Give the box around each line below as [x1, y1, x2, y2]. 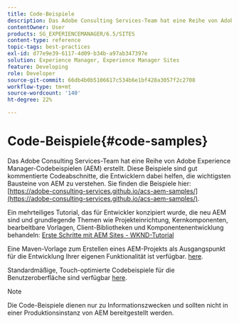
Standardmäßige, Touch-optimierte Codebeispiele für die [7, 266, 176, 274]
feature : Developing [7, 63, 69, 70]
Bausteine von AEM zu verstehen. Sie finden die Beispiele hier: [7, 179, 191, 188]
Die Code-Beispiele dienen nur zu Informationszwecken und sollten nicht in [7, 301, 229, 309]
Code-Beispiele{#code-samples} [7, 133, 208, 149]
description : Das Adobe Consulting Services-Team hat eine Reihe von [7, 17, 218, 24]
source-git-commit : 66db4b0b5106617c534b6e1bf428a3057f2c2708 [7, 76, 196, 84]
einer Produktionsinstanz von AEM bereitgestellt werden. [7, 308, 174, 317]
